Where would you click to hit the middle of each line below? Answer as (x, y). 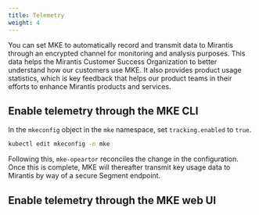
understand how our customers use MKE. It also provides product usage (125, 70)
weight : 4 (24, 23)
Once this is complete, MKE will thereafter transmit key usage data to (119, 167)
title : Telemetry (36, 15)
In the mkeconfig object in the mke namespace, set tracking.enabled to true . (130, 130)
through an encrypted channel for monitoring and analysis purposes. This (127, 53)
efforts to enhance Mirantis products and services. (90, 86)
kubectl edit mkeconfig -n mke (59, 144)
